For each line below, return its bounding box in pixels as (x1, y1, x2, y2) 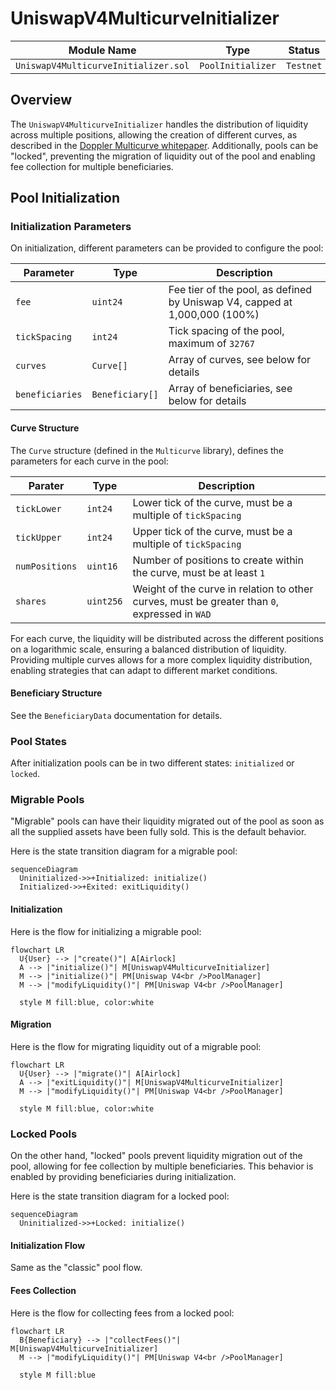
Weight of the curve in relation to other (132, 582, 314, 596)
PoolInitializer (199, 60, 277, 71)
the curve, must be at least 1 (132, 565, 266, 579)
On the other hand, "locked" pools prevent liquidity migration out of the (10, 1150, 303, 1162)
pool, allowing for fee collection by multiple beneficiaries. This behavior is (10, 1160, 314, 1172)
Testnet (286, 60, 323, 71)
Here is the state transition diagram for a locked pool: (10, 1190, 230, 1202)
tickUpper (15, 532, 62, 543)
